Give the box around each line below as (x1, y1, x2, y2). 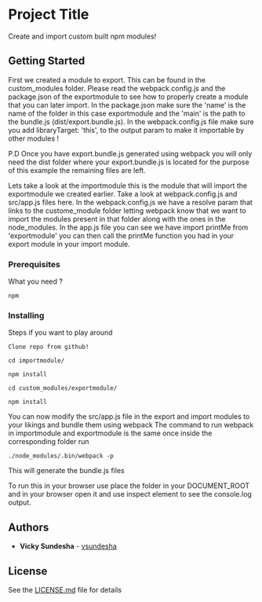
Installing (8, 310, 45, 321)
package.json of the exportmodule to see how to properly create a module (8, 92, 249, 101)
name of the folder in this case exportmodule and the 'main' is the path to (8, 108, 246, 118)
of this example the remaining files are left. (8, 165, 147, 174)
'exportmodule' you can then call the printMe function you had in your (8, 230, 235, 240)
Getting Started (8, 54, 86, 68)
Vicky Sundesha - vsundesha (19, 541, 118, 551)
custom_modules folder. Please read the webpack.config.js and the (8, 83, 226, 93)
